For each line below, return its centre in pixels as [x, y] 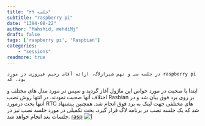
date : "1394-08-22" [32, 23]
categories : [22, 46]
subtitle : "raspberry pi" [40, 18]
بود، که [17, 79]
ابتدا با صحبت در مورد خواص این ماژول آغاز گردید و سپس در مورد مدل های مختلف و [102, 90]
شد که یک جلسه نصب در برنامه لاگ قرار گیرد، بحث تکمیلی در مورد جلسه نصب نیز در [103, 110]
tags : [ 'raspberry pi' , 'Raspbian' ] [54, 40]
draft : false [24, 35]
